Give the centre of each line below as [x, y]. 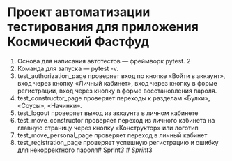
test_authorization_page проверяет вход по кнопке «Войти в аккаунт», [121, 76]
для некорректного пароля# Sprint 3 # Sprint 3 [85, 150]
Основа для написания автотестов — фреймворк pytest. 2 [104, 61]
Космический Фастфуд [78, 42]
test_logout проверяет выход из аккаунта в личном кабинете [108, 113]
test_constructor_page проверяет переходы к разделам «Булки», [114, 98]
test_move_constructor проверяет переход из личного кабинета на [116, 120]
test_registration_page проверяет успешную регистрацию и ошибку [118, 142]
